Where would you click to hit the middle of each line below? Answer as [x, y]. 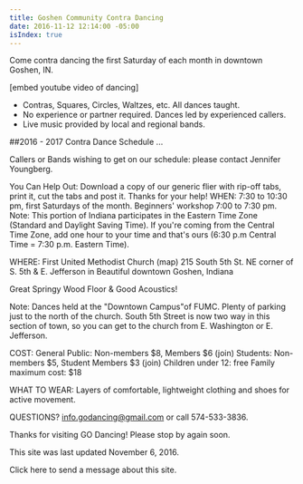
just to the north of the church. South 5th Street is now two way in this [140, 316]
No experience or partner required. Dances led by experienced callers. [154, 115]
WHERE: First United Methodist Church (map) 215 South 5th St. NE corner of [151, 262]
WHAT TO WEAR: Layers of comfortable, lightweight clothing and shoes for [150, 390]
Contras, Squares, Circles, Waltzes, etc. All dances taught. [131, 105]
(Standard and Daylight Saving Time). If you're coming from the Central [142, 225]
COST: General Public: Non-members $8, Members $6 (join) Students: [141, 353]
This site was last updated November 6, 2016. [94, 452]
